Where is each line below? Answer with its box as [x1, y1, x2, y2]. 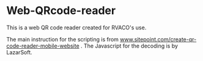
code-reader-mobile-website [6, 42, 79, 49]
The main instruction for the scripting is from [6, 35, 119, 43]
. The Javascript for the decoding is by [80, 42, 179, 49]
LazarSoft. [6, 48, 32, 56]
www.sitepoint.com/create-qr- [120, 35, 197, 43]
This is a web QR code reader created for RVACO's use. [6, 24, 147, 31]
